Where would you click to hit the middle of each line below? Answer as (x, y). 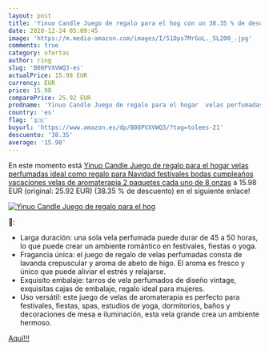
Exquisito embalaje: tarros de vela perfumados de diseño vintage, (128, 280)
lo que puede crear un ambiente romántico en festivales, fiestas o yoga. (139, 246)
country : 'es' (32, 113)
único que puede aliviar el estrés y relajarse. (93, 271)
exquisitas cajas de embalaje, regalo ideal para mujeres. (112, 288)
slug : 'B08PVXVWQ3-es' (46, 68)
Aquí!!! (19, 338)
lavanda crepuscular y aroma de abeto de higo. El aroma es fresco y (132, 263)
